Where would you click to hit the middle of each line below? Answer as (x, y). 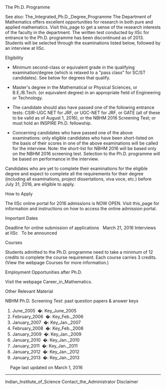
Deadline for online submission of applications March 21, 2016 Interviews (81, 228)
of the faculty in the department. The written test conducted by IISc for (77, 32)
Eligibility (14, 58)
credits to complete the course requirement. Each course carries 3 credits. (81, 257)
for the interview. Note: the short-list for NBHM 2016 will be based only (84, 148)
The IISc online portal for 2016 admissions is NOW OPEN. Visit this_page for (82, 203)
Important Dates (21, 218)
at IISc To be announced (31, 233)
